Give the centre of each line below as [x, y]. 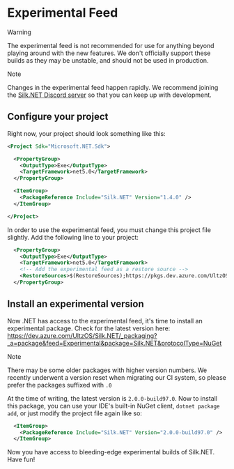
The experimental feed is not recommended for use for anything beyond [111, 45]
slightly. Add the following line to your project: [73, 237]
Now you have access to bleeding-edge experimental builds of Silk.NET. [111, 452]
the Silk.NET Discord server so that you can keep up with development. [110, 95]
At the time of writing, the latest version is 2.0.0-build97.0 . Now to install [112, 398]
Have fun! [21, 460]
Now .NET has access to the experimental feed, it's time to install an [105, 321]
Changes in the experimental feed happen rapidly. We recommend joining [113, 87]
